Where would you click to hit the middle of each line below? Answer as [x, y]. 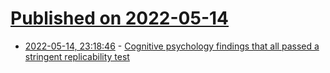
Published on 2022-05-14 [120, 18]
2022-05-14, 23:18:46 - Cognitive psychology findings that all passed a [172, 46]
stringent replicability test [77, 56]
